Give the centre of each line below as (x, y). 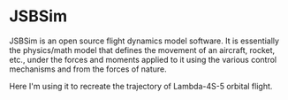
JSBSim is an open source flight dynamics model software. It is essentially (144, 41)
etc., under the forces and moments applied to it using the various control (143, 59)
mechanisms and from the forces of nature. (88, 69)
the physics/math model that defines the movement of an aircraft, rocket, (142, 50)
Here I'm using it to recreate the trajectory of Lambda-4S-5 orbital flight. (141, 86)
